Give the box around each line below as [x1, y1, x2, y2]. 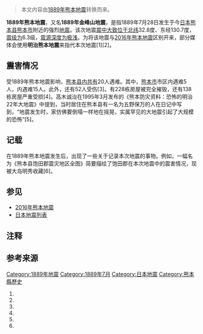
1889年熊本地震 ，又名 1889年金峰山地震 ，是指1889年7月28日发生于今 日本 [6, 19, 191, 26]
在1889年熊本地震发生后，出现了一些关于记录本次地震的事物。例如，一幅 [6, 152, 188, 159]
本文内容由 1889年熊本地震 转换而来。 [21, 6, 113, 13]
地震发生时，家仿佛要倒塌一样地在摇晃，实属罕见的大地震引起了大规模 [19, 108, 195, 115]
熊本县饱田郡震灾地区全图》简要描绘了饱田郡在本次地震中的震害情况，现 [16, 159, 197, 167]
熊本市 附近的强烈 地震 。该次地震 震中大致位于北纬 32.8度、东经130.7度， [17, 27, 195, 33]
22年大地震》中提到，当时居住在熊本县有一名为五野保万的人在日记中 [6, 100, 177, 108]
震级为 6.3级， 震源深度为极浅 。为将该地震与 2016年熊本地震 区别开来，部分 [6, 34, 190, 41]
